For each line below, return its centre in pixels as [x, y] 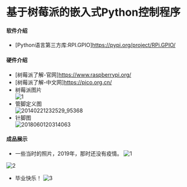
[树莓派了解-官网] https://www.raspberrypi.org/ [73, 74]
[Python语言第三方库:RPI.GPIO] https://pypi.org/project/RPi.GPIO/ [95, 45]
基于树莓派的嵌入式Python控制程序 [93, 12]
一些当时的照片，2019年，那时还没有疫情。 [68, 153]
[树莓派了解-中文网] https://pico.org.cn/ [63, 82]
